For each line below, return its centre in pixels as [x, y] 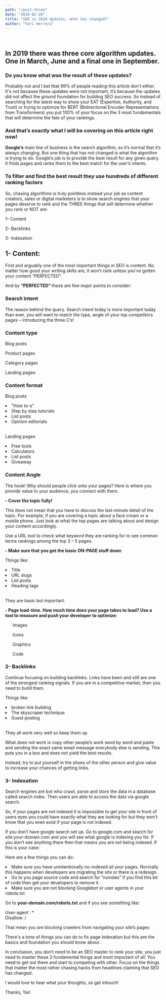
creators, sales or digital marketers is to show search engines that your [77, 199]
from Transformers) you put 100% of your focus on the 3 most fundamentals [83, 112]
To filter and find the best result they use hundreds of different [82, 176]
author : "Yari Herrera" [30, 24]
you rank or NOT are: [26, 209]
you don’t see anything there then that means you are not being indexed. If [81, 843]
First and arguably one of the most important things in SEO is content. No [80, 266]
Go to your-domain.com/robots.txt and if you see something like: [72, 903]
